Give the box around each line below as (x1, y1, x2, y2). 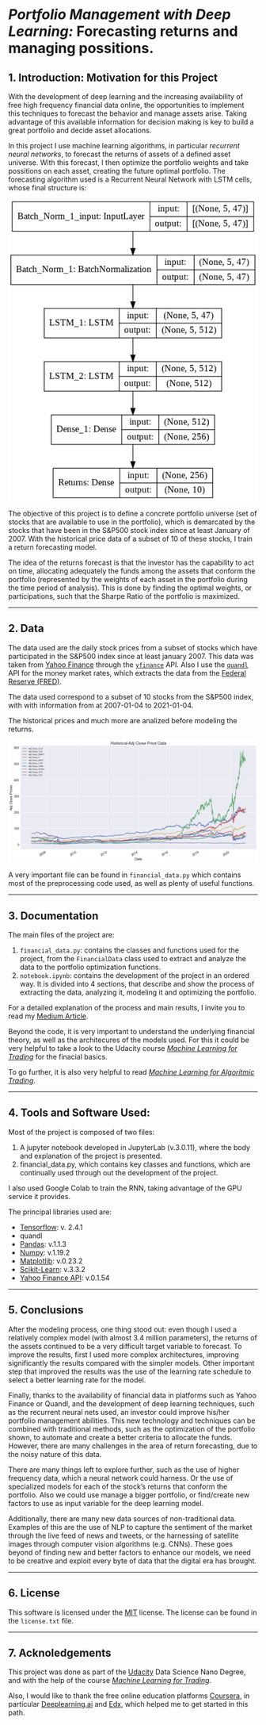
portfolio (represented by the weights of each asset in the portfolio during (8, 574, 248, 584)
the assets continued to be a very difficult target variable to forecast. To (8, 1341, 242, 1351)
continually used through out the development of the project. (19, 1167, 218, 1177)
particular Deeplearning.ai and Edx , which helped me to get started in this (8, 1700, 249, 1709)
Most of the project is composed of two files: (8, 1127, 155, 1137)
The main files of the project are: (8, 930, 115, 940)
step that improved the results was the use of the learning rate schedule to (8, 1367, 252, 1376)
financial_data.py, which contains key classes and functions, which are (19, 1160, 251, 1169)
